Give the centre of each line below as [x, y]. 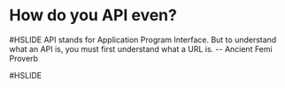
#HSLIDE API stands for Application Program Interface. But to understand [143, 40]
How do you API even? [93, 15]
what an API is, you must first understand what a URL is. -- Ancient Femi [141, 48]
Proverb [23, 58]
